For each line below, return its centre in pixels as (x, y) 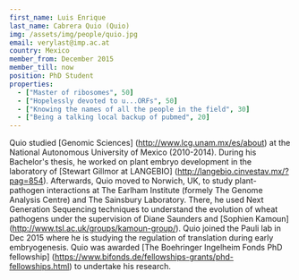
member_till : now (42, 68)
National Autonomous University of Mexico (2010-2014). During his (133, 152)
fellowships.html (39, 267)
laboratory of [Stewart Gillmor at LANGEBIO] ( (94, 172)
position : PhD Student (51, 76)
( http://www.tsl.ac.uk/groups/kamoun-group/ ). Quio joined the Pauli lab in (145, 228)
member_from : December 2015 (62, 59)
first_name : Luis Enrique (57, 17)
